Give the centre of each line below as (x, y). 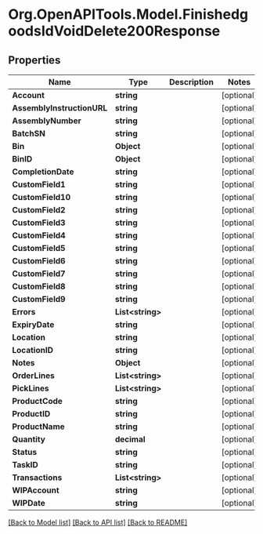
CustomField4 (39, 235)
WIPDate (29, 503)
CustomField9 (39, 299)
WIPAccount (36, 490)
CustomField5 (39, 248)
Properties (34, 60)
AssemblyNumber (47, 121)
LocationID (32, 350)
